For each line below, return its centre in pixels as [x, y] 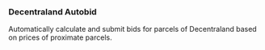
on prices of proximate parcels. [60, 37]
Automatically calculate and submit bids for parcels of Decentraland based [132, 29]
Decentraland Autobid [53, 12]
